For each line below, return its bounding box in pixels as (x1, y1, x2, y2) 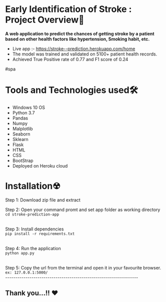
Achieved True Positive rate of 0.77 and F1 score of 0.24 (12, 56, 128, 62)
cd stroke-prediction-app (5, 211, 59, 217)
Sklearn (12, 136, 28, 142)
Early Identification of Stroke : (5, 3, 132, 15)
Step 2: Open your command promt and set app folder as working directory (5, 206, 160, 212)
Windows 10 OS (12, 104, 45, 110)
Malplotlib (12, 125, 33, 131)
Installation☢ (5, 180, 61, 192)
